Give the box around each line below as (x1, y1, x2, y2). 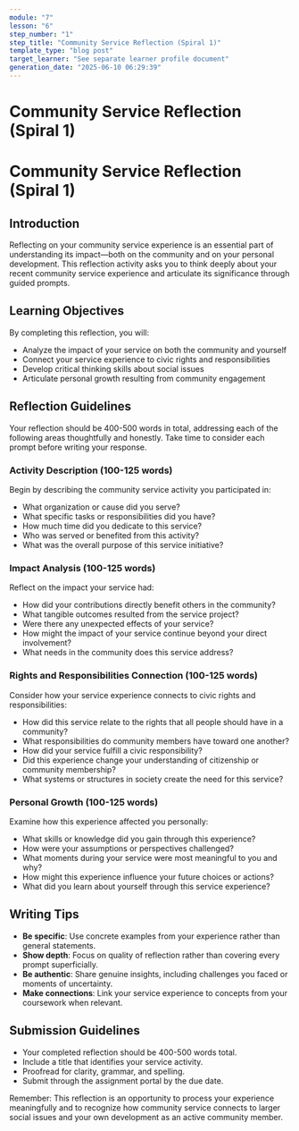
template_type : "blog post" (9, 46, 114, 55)
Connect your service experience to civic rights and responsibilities (21, 354, 270, 365)
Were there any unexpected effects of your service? (21, 619, 214, 629)
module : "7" (9, 13, 54, 22)
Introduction (9, 215, 80, 231)
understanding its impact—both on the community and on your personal (9, 249, 275, 260)
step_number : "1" (9, 30, 74, 38)
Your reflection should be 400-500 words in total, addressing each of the (9, 422, 278, 434)
